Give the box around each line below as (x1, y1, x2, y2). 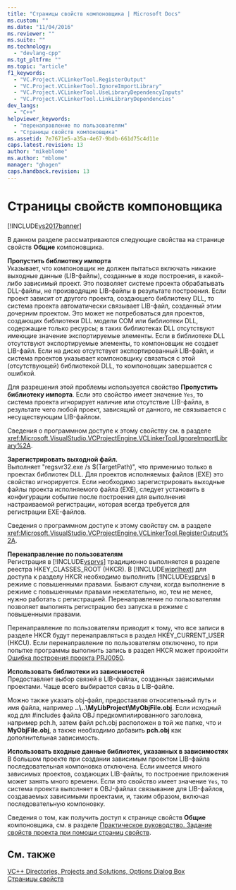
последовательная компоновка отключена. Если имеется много (7, 762, 202, 770)
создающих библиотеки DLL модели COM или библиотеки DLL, (7, 316, 199, 325)
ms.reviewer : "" (7, 30, 55, 37)
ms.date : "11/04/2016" (7, 23, 74, 30)
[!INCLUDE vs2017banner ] (7, 222, 82, 230)
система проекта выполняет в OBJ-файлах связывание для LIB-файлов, (7, 784, 225, 793)
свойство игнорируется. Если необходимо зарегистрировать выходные (7, 477, 225, 486)
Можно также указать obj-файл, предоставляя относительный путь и (7, 696, 217, 704)
